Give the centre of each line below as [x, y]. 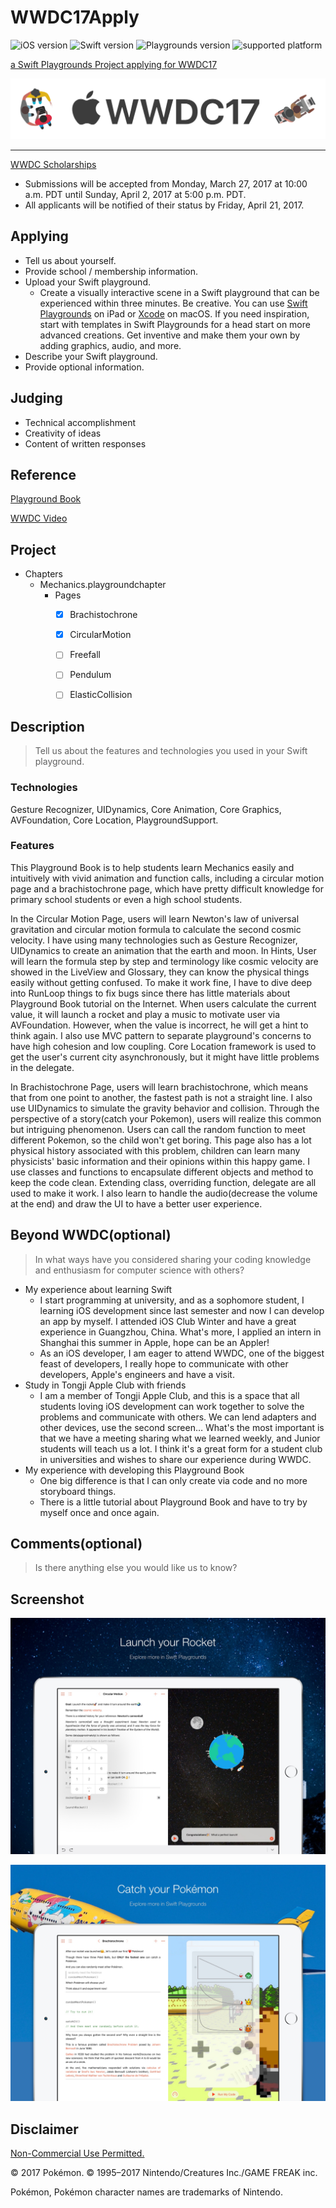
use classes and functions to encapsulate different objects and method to [162, 1172]
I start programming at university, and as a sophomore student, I [172, 1300]
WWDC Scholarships [53, 164]
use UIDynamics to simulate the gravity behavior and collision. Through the [165, 1108]
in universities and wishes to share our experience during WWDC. [175, 1459]
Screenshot [47, 1599]
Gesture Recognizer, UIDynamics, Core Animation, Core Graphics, [146, 809]
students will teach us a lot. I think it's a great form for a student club [181, 1448]
